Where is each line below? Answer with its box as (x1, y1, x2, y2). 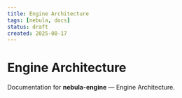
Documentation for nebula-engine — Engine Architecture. (7, 83, 175, 92)
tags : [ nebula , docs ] (7, 17, 71, 24)
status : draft (7, 23, 49, 30)
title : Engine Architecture (7, 10, 90, 17)
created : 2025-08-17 (7, 29, 68, 37)
